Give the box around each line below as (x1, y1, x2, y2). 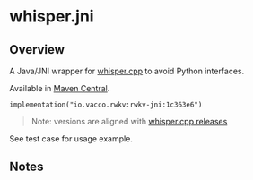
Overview (9, 42, 65, 57)
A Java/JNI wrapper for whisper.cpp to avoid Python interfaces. (9, 65, 245, 76)
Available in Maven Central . (9, 83, 110, 93)
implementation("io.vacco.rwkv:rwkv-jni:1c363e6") (9, 100, 203, 109)
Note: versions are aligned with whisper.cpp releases (31, 116, 228, 126)
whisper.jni (9, 6, 94, 27)
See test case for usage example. (9, 133, 133, 144)
